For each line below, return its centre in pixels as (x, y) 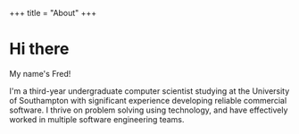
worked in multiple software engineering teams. (97, 119)
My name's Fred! (40, 73)
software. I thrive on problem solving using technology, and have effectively (149, 110)
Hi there (39, 49)
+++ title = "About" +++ (53, 13)
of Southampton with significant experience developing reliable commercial (148, 100)
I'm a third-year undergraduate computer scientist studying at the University (149, 91)
